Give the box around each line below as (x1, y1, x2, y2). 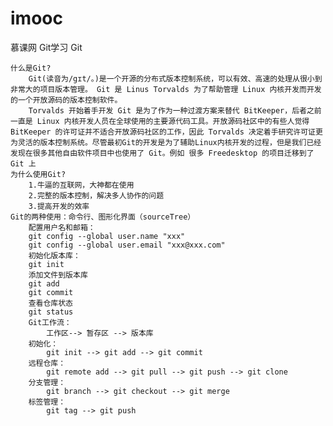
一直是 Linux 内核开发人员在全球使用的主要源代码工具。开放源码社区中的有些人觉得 (10, 116, 310, 126)
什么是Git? (10, 63, 52, 73)
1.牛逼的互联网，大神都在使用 (28, 180, 135, 190)
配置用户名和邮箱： (28, 222, 96, 232)
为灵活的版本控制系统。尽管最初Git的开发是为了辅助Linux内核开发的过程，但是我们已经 (10, 137, 322, 147)
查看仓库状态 (28, 298, 73, 308)
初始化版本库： (28, 250, 81, 261)
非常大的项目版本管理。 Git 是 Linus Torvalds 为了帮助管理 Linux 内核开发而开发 (10, 84, 322, 94)
